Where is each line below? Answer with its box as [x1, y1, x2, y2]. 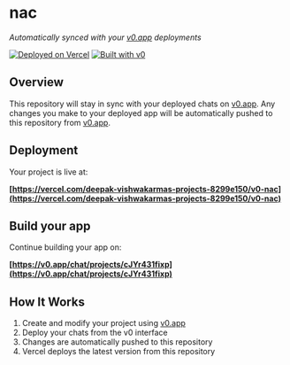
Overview [9, 74, 65, 90]
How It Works [9, 294, 86, 309]
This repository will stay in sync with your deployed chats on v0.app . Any [9, 98, 276, 109]
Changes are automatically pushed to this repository [21, 337, 213, 347]
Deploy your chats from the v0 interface [21, 327, 168, 338]
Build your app [9, 218, 91, 233]
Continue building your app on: [9, 242, 122, 252]
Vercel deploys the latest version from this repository [21, 346, 216, 357]
